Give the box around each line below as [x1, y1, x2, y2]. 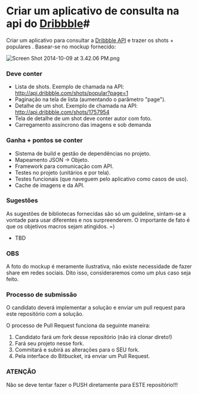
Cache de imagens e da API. [14, 181, 85, 189]
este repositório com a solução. [6, 310, 84, 317]
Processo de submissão [6, 291, 78, 299]
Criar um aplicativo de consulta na [6, 4, 180, 18]
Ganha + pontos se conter [6, 136, 83, 145]
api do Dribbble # [6, 17, 91, 30]
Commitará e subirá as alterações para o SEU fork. [14, 346, 140, 353]
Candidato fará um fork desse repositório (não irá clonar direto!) [14, 334, 172, 341]
